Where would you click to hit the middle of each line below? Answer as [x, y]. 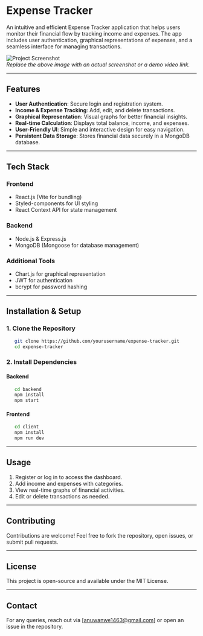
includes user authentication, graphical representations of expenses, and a [99, 40]
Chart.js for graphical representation [60, 274]
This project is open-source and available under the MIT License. [87, 581]
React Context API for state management [66, 210]
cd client [27, 427]
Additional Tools [31, 261]
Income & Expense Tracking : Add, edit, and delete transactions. [95, 110]
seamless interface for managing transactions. [64, 46]
